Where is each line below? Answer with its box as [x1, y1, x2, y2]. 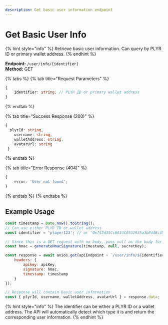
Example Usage [5, 207, 55, 216]
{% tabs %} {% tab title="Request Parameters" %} [5, 76, 109, 82]
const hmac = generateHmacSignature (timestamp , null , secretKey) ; [5, 244, 146, 249]
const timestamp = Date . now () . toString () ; [5, 221, 95, 226]
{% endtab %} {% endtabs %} [5, 193, 67, 199]
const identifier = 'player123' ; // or [5, 230, 88, 235]
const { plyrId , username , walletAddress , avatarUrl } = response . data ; [5, 294, 160, 299]
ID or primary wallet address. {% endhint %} [5, 51, 96, 57]
